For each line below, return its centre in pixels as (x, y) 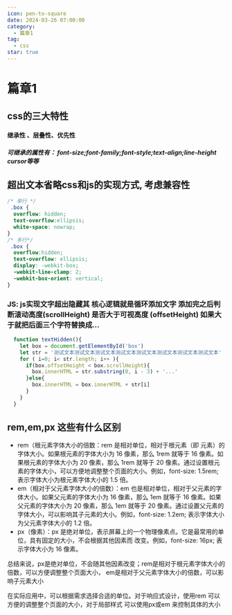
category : (21, 26)
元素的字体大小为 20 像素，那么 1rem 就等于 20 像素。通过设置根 (122, 463)
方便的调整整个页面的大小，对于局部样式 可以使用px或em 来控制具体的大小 (114, 605)
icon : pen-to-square (37, 14)
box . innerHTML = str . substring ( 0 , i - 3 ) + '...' (105, 372)
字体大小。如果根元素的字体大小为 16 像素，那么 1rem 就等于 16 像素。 (117, 454)
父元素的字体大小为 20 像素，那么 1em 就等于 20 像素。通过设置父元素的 (121, 506)
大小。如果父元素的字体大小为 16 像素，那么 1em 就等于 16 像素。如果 (122, 497)
